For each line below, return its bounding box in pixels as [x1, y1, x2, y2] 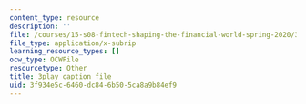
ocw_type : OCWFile [9, 55, 79, 64]
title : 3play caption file [9, 72, 112, 81]
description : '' [9, 22, 71, 31]
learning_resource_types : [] [9, 47, 120, 56]
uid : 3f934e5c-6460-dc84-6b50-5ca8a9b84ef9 [9, 80, 178, 90]
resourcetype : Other [9, 64, 88, 73]
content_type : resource [9, 13, 100, 23]
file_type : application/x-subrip [9, 38, 137, 48]
